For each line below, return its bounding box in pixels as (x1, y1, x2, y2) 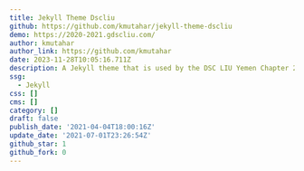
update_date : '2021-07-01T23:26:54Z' (9, 131, 152, 140)
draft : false (9, 114, 59, 123)
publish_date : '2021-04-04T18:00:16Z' (9, 123, 156, 132)
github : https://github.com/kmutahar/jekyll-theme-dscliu (9, 22, 233, 31)
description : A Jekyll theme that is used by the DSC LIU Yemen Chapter (9, 64, 290, 73)
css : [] (9, 89, 39, 98)
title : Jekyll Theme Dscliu (9, 13, 116, 23)
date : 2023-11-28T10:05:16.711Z (9, 55, 131, 64)
